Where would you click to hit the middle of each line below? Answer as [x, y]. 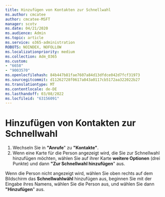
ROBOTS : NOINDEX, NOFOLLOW [33, 47]
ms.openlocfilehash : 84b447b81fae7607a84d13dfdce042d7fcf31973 [73, 75]
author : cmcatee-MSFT [28, 19]
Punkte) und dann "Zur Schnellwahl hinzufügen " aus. [69, 164]
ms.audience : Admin [26, 33]
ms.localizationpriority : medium [40, 52]
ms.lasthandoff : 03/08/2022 [35, 94]
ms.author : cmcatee [26, 15]
